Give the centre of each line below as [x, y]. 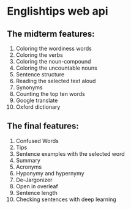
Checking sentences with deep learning [66, 199]
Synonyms [29, 87]
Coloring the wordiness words [54, 48]
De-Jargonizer [34, 180]
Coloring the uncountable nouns [56, 68]
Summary [28, 160]
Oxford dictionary [38, 107]
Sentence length [36, 193]
